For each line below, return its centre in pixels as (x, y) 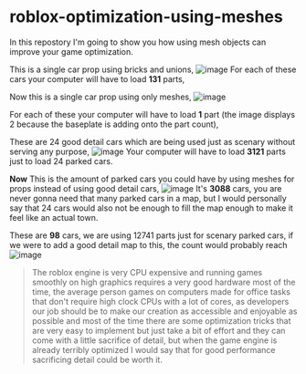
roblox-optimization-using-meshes (146, 17)
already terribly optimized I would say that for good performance (153, 349)
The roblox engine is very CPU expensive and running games (147, 272)
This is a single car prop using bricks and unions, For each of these (153, 69)
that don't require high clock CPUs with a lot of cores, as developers (160, 301)
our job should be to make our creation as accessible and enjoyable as (164, 311)
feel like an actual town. (54, 217)
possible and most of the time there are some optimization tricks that (161, 320)
